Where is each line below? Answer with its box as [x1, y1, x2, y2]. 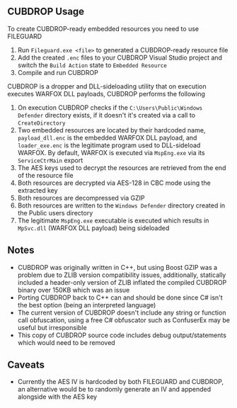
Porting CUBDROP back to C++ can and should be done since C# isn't [17, 293, 223, 302]
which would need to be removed [17, 338, 115, 346]
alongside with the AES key [17, 392, 98, 401]
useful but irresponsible [17, 323, 87, 331]
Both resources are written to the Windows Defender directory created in [17, 201, 226, 210]
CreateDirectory [17, 120, 66, 127]
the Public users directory [17, 208, 93, 217]
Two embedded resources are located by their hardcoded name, [17, 125, 206, 134]
